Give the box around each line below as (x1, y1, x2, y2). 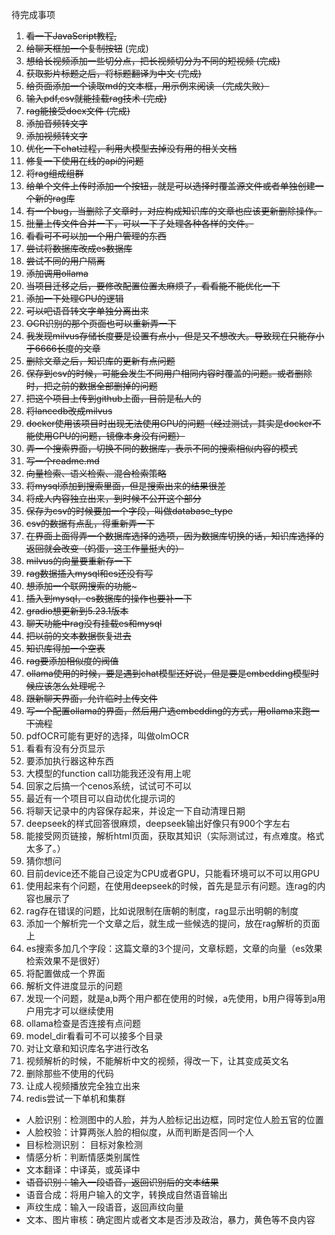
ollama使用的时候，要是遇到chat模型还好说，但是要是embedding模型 (25, 668, 311, 679)
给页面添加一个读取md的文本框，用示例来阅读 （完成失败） (25, 80, 270, 92)
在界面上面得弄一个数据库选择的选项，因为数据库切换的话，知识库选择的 (25, 530, 324, 542)
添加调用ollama (25, 268, 89, 279)
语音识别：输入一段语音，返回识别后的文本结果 (25, 1176, 219, 1188)
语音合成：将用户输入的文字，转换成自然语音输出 (25, 1189, 228, 1200)
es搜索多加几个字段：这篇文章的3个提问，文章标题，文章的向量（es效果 (25, 943, 323, 954)
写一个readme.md (25, 455, 100, 467)
